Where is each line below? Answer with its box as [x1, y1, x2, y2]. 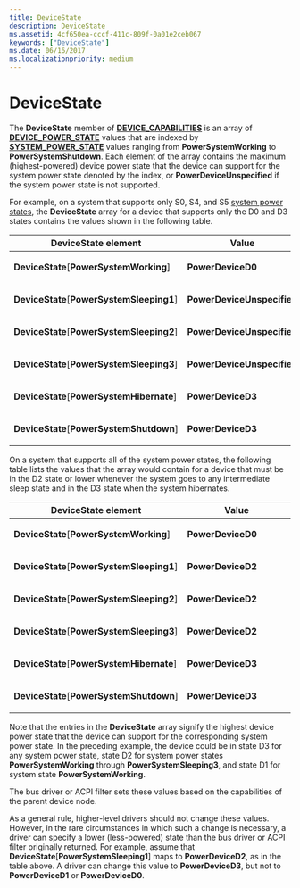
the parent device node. [9, 795, 97, 806]
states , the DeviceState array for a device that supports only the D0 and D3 [9, 206, 288, 217]
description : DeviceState [9, 21, 105, 30]
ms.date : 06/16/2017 [9, 46, 87, 55]
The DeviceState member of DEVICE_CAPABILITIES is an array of [9, 122, 253, 133]
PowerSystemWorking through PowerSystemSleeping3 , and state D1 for [9, 759, 281, 770]
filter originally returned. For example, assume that [9, 841, 196, 852]
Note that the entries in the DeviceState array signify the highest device [9, 721, 274, 732]
